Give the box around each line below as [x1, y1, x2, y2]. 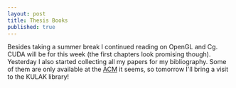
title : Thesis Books [7, 17, 69, 24]
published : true [7, 23, 55, 30]
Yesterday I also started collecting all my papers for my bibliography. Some [7, 58, 227, 66]
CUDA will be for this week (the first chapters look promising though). [7, 50, 211, 58]
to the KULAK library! [7, 73, 70, 81]
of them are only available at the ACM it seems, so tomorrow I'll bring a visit [7, 65, 229, 74]
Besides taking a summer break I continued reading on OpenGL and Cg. [7, 43, 218, 51]
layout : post [7, 10, 46, 18]
